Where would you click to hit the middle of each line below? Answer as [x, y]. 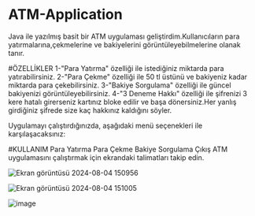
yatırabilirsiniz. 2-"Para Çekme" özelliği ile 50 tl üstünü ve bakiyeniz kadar [128, 76]
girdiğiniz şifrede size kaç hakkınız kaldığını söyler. [90, 110]
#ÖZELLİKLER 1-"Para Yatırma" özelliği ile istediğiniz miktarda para [116, 68]
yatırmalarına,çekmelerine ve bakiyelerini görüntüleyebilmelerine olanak [125, 44]
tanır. [17, 53]
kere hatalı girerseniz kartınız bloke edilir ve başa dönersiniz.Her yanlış [122, 102]
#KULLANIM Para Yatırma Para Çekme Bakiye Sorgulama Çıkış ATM [118, 149]
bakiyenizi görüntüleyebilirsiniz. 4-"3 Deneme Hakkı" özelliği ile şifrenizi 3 [128, 93]
